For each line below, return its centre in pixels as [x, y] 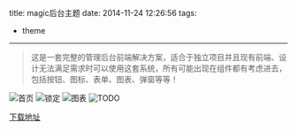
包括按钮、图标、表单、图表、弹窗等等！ [104, 79]
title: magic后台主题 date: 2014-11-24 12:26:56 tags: [103, 13]
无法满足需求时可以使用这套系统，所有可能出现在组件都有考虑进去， [163, 68]
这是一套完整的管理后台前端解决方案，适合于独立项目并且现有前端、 [155, 57]
